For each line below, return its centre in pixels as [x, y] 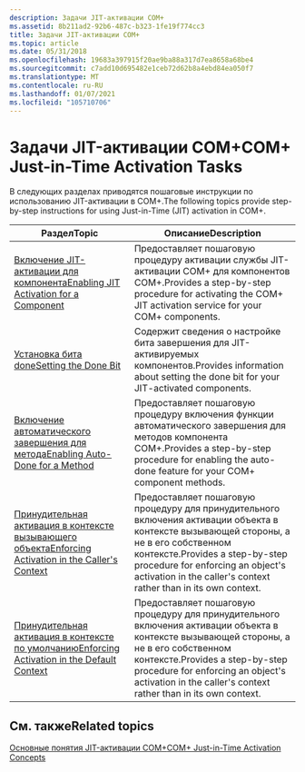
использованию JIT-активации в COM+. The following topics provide [140, 202]
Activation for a [46, 294]
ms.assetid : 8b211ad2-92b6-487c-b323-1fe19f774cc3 [107, 26]
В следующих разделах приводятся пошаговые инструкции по [132, 192]
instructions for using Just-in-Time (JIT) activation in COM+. [153, 211]
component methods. [180, 482]
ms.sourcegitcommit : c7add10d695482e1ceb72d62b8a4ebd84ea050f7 [132, 69]
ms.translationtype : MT [54, 77]
